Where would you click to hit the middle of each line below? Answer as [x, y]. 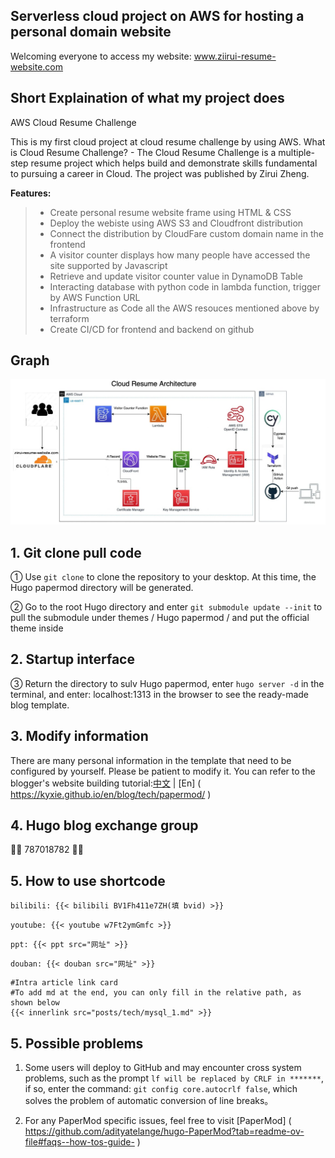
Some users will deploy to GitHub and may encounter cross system [163, 1068]
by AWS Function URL [95, 297]
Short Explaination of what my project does [147, 98]
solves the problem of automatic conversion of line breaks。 [149, 1101]
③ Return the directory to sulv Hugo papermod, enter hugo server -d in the [167, 683]
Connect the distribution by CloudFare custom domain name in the [186, 233]
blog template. [40, 705]
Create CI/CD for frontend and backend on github [152, 329]
